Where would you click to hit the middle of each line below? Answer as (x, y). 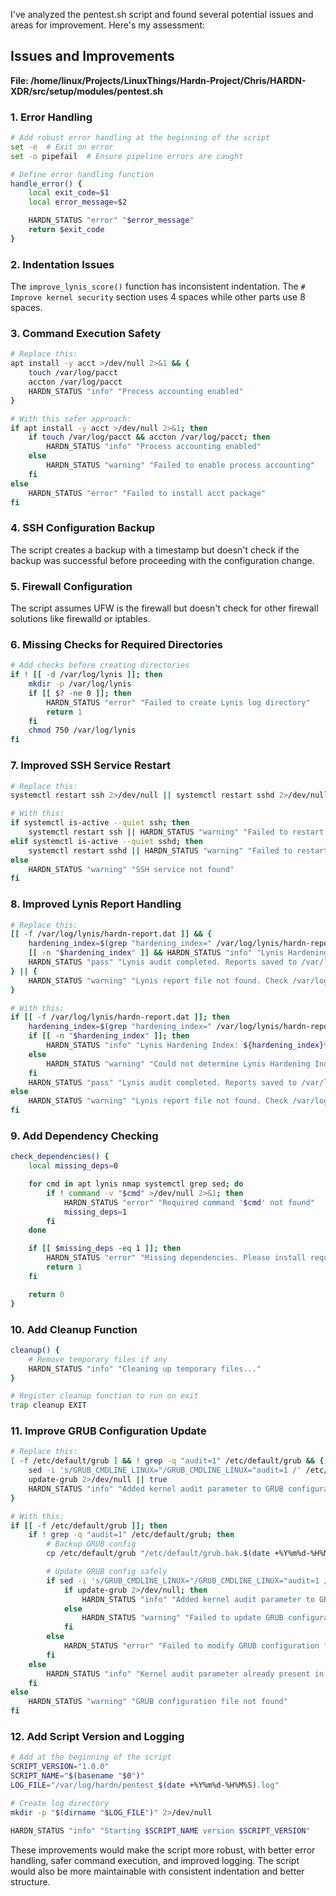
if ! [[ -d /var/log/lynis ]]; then (86, 675)
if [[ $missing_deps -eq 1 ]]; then (105, 1249)
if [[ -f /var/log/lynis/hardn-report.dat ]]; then (120, 1017)
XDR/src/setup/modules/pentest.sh (86, 91)
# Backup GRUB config (91, 1544)
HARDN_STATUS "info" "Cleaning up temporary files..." (145, 1369)
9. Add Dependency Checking (84, 1136)
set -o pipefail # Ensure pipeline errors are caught (127, 156)
